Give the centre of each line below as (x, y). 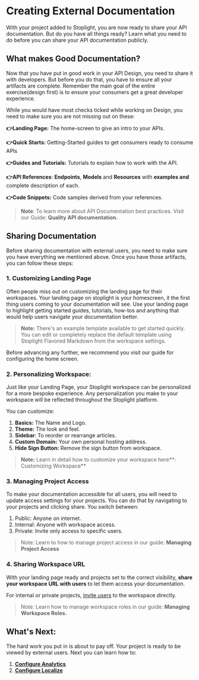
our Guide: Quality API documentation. (69, 217)
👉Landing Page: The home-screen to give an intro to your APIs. (86, 128)
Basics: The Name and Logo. (50, 423)
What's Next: (31, 632)
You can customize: (30, 411)
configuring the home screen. (42, 359)
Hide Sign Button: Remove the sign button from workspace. (88, 448)
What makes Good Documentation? (73, 59)
